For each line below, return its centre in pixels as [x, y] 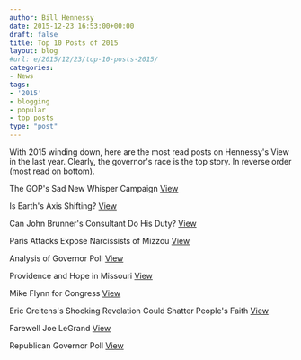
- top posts [31, 118]
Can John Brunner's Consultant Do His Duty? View [103, 223]
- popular [28, 110]
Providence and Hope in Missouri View [81, 276]
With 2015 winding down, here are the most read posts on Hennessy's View [149, 152]
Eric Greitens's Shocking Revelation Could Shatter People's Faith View [139, 310]
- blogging [30, 101]
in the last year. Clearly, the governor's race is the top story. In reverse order [150, 162]
